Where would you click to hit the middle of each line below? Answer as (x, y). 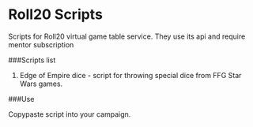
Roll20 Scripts (55, 15)
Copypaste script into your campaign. (70, 114)
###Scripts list (32, 60)
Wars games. (41, 84)
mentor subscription (41, 44)
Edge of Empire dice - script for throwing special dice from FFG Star (130, 75)
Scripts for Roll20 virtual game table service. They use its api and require (127, 36)
